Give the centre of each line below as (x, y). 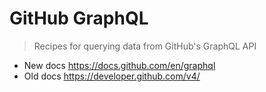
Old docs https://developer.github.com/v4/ (112, 76)
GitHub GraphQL (79, 18)
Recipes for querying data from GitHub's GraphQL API (145, 46)
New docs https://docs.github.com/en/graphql (119, 65)
